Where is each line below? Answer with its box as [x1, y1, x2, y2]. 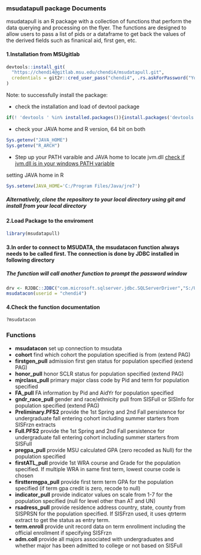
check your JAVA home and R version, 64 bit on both [14, 125, 145, 132]
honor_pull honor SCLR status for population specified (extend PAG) [14, 370, 184, 377]
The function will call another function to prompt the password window [6, 270, 187, 277]
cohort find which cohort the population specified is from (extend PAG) [14, 351, 191, 358]
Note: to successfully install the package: [6, 92, 108, 98]
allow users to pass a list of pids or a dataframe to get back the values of [6, 31, 186, 38]
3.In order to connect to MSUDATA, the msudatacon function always [6, 244, 179, 251]
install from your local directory [6, 202, 87, 210]
